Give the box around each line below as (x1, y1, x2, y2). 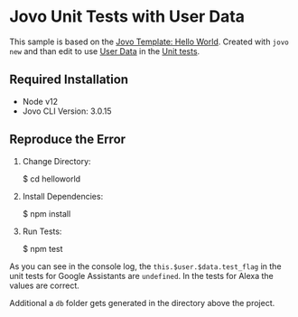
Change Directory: (22, 155, 92, 166)
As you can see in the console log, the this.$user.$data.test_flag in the (9, 260, 282, 272)
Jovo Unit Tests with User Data (9, 6, 246, 27)
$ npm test (22, 243, 63, 254)
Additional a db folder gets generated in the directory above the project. (9, 297, 275, 308)
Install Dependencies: (22, 191, 104, 201)
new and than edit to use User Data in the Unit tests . (9, 45, 200, 56)
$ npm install (22, 208, 71, 219)
